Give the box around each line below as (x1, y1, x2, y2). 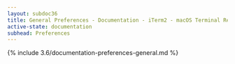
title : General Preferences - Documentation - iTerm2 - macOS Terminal (7, 17, 220, 24)
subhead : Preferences (7, 29, 71, 37)
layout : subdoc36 (7, 10, 58, 17)
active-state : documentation (7, 23, 92, 30)
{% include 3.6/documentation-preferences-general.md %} (7, 49, 179, 57)
